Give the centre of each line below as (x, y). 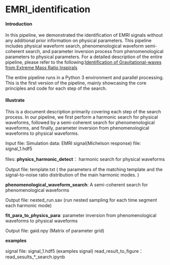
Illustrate (15, 100)
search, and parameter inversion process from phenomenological (94, 52)
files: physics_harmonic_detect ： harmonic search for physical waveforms (85, 159)
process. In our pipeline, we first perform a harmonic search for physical (82, 117)
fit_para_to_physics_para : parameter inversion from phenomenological (81, 215)
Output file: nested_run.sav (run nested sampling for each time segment (81, 200)
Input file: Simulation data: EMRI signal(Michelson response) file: (73, 143)
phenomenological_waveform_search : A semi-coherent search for (77, 184)
